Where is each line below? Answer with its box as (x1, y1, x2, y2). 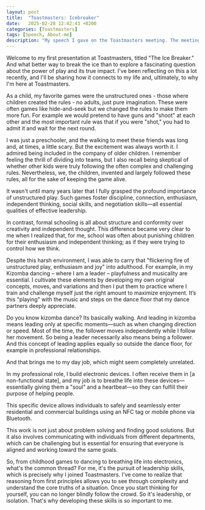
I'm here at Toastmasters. (6, 80, 71, 88)
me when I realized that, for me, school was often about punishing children (6, 232, 194, 239)
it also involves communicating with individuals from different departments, (6, 433, 195, 440)
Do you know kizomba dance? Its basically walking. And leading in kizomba (6, 314, 196, 321)
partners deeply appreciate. (6, 302, 76, 309)
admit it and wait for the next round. (6, 125, 96, 132)
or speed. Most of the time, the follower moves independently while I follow (6, 327, 196, 334)
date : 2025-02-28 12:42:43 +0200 (6, 20, 97, 26)
